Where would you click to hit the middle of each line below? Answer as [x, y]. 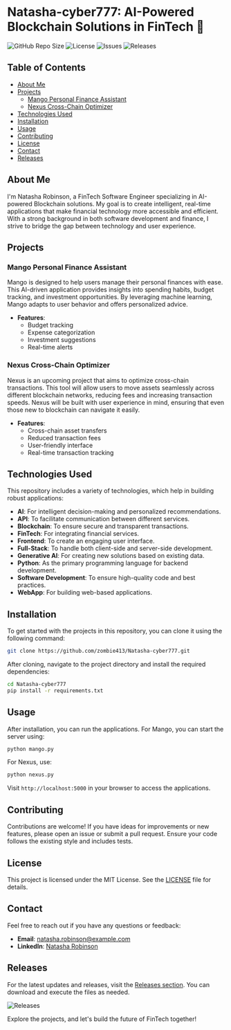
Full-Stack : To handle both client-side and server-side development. [115, 548]
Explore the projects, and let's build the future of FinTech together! [102, 1019]
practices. [31, 585]
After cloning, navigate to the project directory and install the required [107, 665]
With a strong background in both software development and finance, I [108, 218]
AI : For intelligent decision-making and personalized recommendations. [119, 512]
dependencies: [28, 671]
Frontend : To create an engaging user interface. [86, 541]
